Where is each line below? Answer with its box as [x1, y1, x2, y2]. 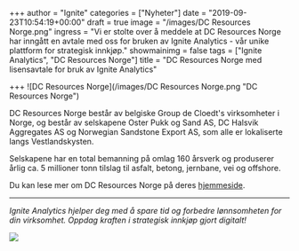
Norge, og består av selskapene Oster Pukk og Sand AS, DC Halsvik [9, 117, 259, 128]
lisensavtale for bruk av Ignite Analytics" [9, 64, 158, 75]
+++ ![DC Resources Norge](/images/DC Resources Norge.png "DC [9, 82, 258, 91]
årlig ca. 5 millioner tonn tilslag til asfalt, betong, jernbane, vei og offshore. [9, 163, 281, 173]
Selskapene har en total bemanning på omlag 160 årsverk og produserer [9, 153, 274, 163]
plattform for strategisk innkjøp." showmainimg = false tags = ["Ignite [9, 45, 263, 56]
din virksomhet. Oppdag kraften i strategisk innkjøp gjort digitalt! [9, 215, 246, 225]
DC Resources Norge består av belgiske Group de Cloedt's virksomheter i [9, 108, 280, 118]
